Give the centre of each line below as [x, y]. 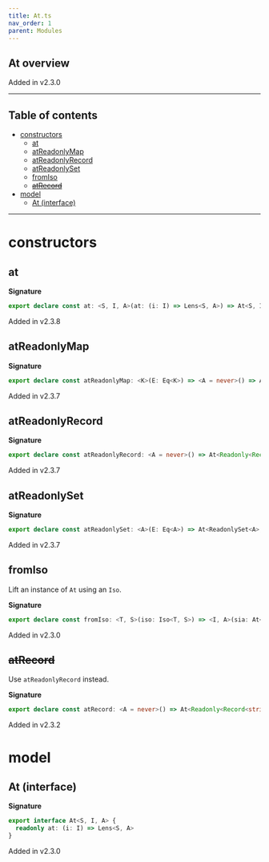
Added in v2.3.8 [34, 321]
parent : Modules [35, 30]
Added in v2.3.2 [35, 725]
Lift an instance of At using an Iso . [65, 589]
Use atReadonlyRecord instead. [59, 679]
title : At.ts [30, 16]
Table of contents [53, 115]
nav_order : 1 [30, 23]
